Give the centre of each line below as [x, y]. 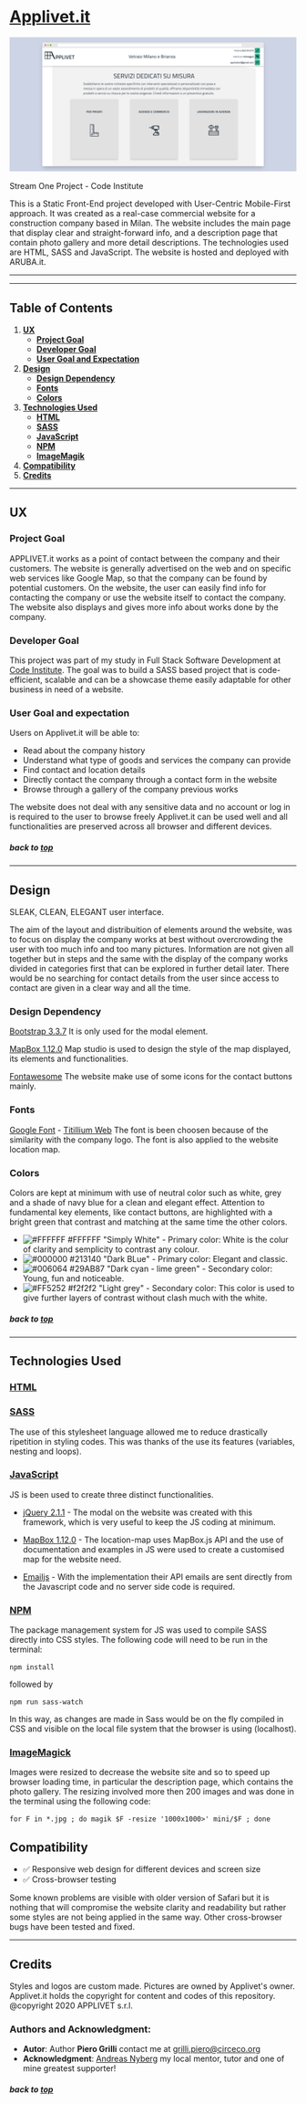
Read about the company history [84, 751]
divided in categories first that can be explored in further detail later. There [149, 969]
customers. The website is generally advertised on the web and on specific [150, 568]
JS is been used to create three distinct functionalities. [112, 1494]
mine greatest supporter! [69, 2068]
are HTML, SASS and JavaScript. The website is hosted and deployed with [149, 252]
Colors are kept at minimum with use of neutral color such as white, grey [146, 1193]
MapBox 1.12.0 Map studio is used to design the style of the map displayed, [150, 1049]
